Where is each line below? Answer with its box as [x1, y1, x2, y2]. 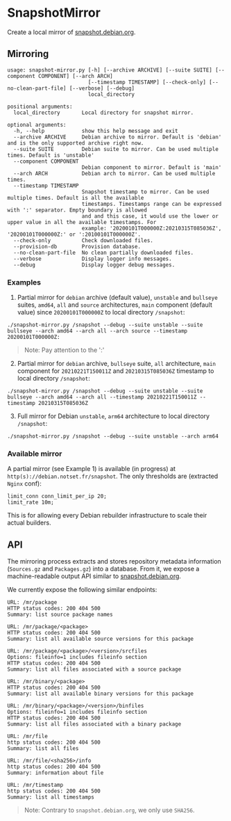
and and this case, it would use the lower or [81, 212, 219, 220]
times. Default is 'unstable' [7, 152, 95, 159]
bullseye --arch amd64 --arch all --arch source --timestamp [7, 328, 188, 335]
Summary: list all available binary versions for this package [7, 690, 194, 697]
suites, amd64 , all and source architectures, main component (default [17, 301, 213, 309]
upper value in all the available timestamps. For [7, 218, 157, 225]
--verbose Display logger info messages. [13, 255, 172, 262]
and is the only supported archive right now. [7, 139, 144, 147]
